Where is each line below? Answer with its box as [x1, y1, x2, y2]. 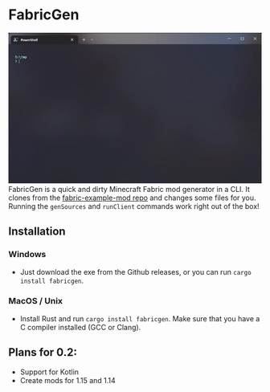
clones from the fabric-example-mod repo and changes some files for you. [8, 193, 256, 202]
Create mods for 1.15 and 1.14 [19, 375, 117, 385]
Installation [8, 225, 66, 239]
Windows [8, 249, 47, 260]
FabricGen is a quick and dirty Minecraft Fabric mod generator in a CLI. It [8, 184, 251, 194]
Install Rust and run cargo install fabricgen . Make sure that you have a [19, 313, 260, 323]
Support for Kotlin [19, 367, 79, 377]
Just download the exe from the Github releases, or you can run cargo [19, 267, 252, 276]
